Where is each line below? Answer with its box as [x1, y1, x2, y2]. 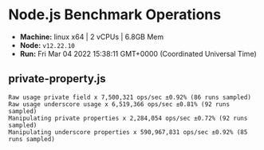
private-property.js [8, 72, 106, 85]
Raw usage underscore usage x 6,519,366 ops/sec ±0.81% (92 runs [8, 100, 230, 109]
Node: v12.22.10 [19, 40, 76, 49]
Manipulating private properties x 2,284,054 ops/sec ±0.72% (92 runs [8, 114, 248, 122]
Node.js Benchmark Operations [8, 6, 222, 24]
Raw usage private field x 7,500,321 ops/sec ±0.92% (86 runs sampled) [8, 93, 251, 101]
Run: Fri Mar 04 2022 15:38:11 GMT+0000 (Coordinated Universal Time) [19, 49, 257, 58]
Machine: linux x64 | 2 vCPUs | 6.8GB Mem [19, 32, 164, 41]
